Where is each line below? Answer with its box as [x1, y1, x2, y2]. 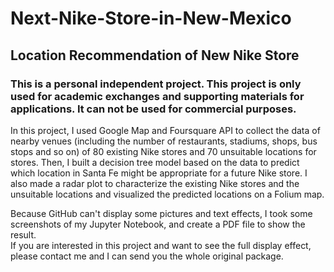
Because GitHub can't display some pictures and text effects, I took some [10, 207, 313, 219]
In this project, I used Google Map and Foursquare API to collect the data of [10, 124, 321, 136]
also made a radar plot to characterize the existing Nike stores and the [10, 177, 300, 189]
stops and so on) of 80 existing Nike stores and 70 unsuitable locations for [10, 145, 317, 157]
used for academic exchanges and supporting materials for [10, 89, 305, 103]
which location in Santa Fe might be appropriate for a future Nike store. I [10, 167, 308, 179]
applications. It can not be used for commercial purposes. [10, 102, 297, 116]
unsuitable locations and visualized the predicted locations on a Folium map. [10, 188, 325, 200]
